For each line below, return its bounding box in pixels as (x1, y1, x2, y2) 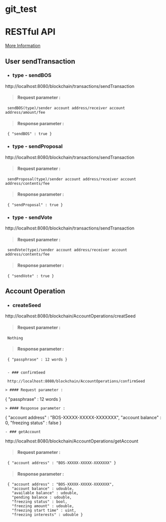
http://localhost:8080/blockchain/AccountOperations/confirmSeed (7, 378, 145, 383)
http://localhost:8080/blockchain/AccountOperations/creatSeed (5, 313, 136, 319)
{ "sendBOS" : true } (7, 132, 52, 137)
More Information (5, 43, 41, 49)
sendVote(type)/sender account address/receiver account (7, 247, 127, 253)
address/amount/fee (5, 110, 46, 115)
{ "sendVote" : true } (7, 273, 55, 279)
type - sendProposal (12, 143, 63, 150)
